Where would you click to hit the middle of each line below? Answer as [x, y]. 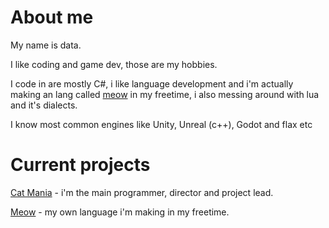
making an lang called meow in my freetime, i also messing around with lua [165, 94]
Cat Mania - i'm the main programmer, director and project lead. [142, 192]
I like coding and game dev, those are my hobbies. [114, 64]
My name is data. [46, 45]
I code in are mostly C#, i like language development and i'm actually [152, 83]
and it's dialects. [44, 105]
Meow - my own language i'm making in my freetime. [120, 212]
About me [52, 17]
